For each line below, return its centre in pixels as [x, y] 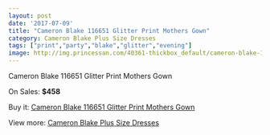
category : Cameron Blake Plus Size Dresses [82, 38]
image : [19, 53]
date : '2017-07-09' [41, 23]
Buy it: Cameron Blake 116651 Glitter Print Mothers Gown [102, 107]
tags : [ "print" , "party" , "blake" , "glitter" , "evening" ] [100, 46]
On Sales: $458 [35, 92]
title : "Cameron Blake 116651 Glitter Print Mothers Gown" [109, 31]
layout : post [30, 16]
